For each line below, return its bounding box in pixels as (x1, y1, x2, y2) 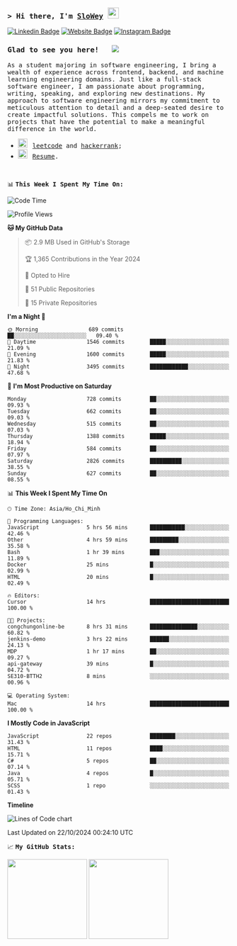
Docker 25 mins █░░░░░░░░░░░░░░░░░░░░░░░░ (7, 561, 230, 568)
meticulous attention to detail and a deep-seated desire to (7, 103, 224, 111)
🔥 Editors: (7, 592, 40, 599)
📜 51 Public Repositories (24, 284, 96, 293)
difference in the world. (7, 125, 98, 133)
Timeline (7, 801, 34, 809)
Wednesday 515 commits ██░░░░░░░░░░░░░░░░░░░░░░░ (7, 420, 230, 427)
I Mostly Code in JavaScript (7, 719, 91, 727)
